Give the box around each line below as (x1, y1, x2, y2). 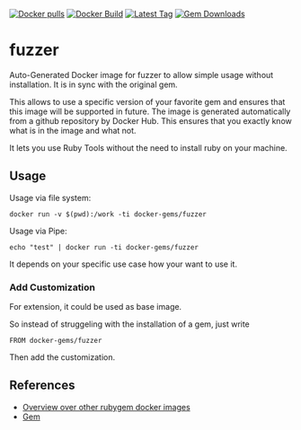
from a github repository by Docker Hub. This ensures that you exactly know (9, 115, 292, 126)
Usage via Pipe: (9, 225, 67, 236)
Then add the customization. (9, 352, 116, 363)
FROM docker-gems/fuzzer (9, 337, 102, 346)
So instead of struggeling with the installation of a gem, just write (9, 319, 250, 329)
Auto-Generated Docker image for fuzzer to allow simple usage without (9, 69, 274, 80)
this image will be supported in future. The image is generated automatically (9, 106, 291, 117)
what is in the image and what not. (9, 125, 137, 136)
